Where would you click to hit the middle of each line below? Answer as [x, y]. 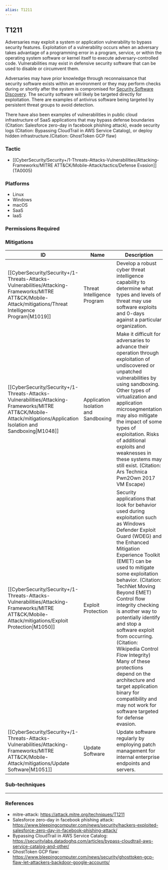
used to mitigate [135, 568]
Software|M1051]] [30, 770]
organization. [132, 326]
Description [139, 255]
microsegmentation [139, 409]
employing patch [136, 745]
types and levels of [138, 295]
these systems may [139, 460]
